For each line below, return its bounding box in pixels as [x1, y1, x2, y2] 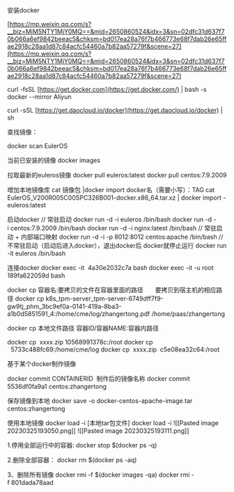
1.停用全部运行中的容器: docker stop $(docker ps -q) [7, 441, 157, 449]
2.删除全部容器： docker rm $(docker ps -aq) [7, 456, 137, 464]
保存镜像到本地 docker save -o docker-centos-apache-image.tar [7, 397, 193, 405]
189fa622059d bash [7, 271, 65, 280]
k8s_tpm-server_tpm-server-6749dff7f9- [45, 294, 164, 303]
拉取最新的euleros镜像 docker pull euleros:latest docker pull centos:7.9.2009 [7, 171, 227, 179]
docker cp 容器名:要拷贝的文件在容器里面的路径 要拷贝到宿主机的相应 [7, 286, 217, 294]
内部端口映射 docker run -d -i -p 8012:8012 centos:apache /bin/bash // [20, 232, 224, 241]
